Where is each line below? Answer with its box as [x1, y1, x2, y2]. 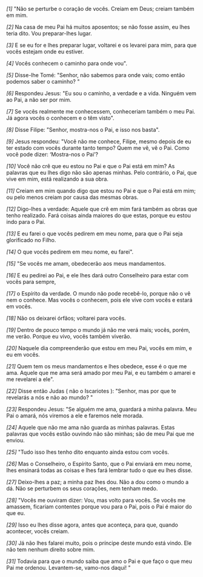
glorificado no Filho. [6, 237, 56, 243]
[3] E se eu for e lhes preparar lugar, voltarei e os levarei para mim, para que [6, 42, 197, 49]
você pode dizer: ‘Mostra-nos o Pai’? [6, 151, 99, 158]
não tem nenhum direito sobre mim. [6, 546, 95, 553]
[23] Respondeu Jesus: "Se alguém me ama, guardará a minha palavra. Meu [6, 406, 197, 413]
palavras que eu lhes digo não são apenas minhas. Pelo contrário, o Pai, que [6, 169, 197, 176]
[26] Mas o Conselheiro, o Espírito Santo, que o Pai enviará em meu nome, [6, 461, 193, 467]
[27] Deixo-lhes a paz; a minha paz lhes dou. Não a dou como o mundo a [6, 479, 189, 485]
